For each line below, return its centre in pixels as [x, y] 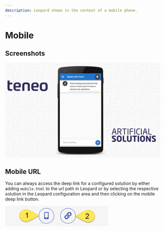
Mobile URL [23, 172]
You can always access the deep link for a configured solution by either [78, 183]
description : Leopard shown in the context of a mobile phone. [71, 10]
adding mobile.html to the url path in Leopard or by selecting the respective [82, 189]
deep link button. [22, 199]
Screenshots [25, 53]
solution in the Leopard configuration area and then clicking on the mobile [80, 194]
